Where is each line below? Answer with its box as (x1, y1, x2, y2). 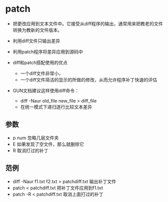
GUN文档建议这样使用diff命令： (12, 87, 79, 93)
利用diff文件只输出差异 (12, 38, 60, 44)
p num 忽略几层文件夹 (12, 135, 59, 141)
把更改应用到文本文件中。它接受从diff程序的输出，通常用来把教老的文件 (12, 20, 163, 27)
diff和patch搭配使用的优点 (12, 59, 68, 65)
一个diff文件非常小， (20, 70, 64, 77)
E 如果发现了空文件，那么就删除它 (12, 141, 84, 147)
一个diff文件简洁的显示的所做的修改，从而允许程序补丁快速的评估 (20, 77, 157, 83)
